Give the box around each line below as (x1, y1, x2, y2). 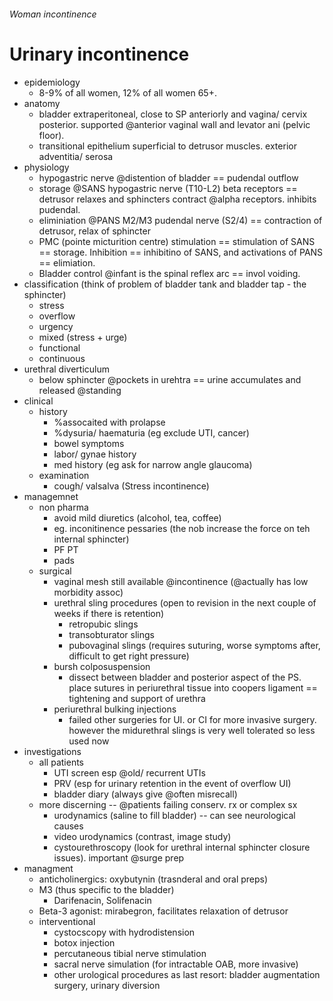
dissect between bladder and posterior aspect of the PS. (68, 671, 302, 683)
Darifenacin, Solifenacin (53, 894, 152, 906)
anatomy (23, 97, 61, 109)
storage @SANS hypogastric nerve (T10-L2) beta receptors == (38, 182, 298, 194)
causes (53, 820, 84, 832)
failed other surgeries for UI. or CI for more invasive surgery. (68, 713, 317, 725)
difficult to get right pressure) (68, 650, 190, 662)
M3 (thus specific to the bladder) (38, 883, 175, 895)
